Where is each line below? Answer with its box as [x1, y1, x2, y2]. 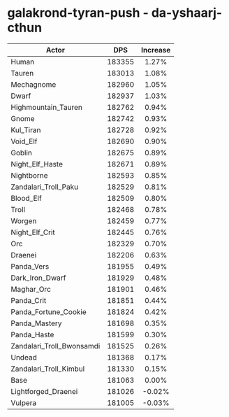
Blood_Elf [10, 193, 42, 203]
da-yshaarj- [151, 5, 223, 21]
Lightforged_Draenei [10, 386, 78, 396]
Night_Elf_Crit [10, 227, 56, 237]
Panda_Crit [10, 295, 47, 305]
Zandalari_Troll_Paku [10, 182, 79, 192]
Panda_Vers [10, 261, 50, 271]
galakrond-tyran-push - [7, 5, 149, 21]
